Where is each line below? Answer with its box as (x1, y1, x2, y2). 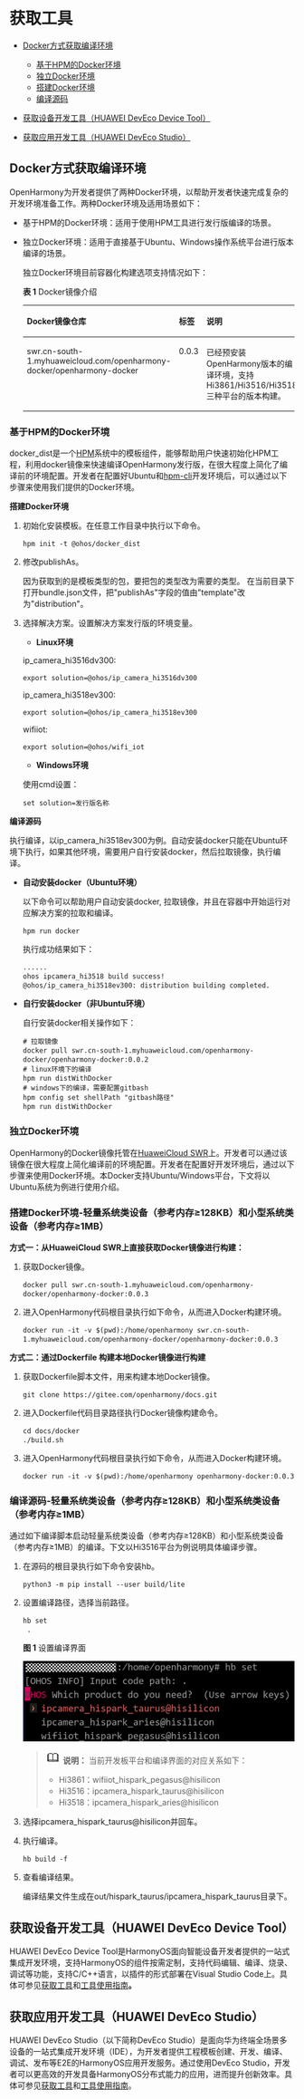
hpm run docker (22, 927, 81, 936)
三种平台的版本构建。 (206, 390, 287, 401)
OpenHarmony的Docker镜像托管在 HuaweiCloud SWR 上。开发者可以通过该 (9, 1147, 288, 1158)
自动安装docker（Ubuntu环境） (22, 877, 142, 888)
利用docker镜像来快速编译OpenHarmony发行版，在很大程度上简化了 (24, 459, 280, 470)
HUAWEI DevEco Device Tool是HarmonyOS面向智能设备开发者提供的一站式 (9, 1946, 290, 1957)
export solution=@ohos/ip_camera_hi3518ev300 (22, 708, 197, 717)
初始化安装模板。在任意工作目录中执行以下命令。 (22, 520, 205, 531)
